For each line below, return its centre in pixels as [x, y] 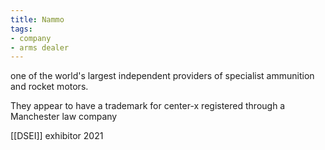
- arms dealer [40, 47]
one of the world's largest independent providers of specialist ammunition [162, 76]
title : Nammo [37, 19]
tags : [21, 29]
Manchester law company [64, 117]
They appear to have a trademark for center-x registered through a [148, 106]
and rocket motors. [49, 87]
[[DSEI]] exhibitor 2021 [57, 136]
